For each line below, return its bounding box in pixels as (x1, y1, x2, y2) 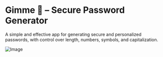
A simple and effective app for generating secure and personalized (5, 31, 142, 37)
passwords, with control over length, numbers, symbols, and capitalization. (5, 37, 159, 43)
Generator (5, 15, 48, 26)
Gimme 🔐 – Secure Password (5, 4, 125, 16)
